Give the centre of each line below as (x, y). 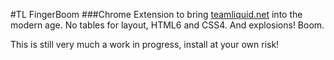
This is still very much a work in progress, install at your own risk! (145, 44)
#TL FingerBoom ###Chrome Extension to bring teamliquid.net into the (156, 14)
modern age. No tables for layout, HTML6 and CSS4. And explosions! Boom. (167, 25)
